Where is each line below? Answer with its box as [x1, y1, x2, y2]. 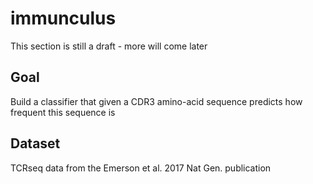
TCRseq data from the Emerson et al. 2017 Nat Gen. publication [10, 162, 272, 174]
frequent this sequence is [10, 106, 116, 118]
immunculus [10, 7, 117, 30]
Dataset [10, 135, 61, 152]
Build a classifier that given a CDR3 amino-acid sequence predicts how [10, 95, 303, 107]
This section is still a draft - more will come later [10, 40, 208, 52]
